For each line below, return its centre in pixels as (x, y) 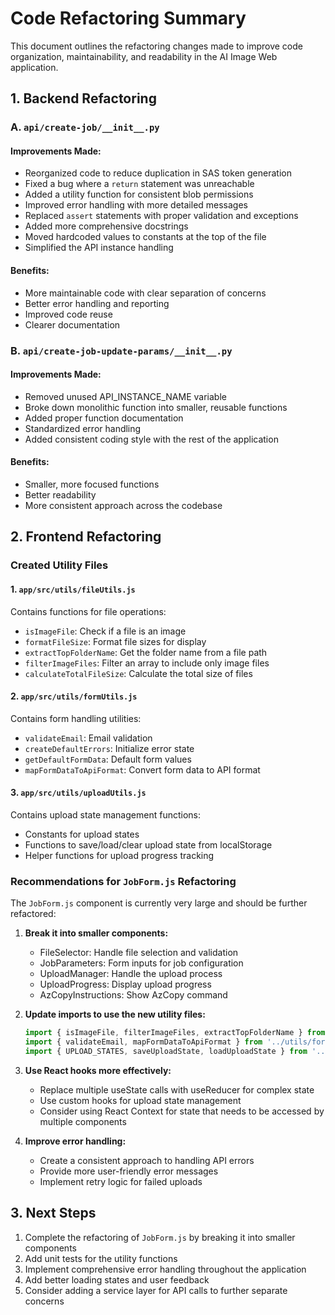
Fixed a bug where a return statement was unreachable (139, 184)
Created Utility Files (59, 565)
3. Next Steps (53, 1213)
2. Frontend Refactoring (86, 537)
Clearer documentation (72, 324)
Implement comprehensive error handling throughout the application (165, 1269)
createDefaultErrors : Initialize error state (109, 748)
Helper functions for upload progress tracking (119, 855)
